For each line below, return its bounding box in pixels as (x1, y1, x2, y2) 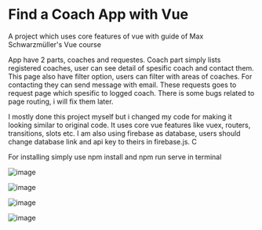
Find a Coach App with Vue (8, 5, 189, 24)
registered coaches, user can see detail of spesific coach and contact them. (8, 63, 255, 72)
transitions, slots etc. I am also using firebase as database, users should (8, 128, 241, 138)
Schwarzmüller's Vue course (8, 39, 102, 49)
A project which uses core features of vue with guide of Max (8, 31, 204, 41)
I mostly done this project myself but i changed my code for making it (8, 111, 233, 121)
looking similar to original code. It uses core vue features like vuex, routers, (8, 120, 251, 130)
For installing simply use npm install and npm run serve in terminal (8, 152, 222, 162)
